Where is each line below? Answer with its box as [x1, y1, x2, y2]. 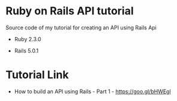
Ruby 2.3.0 [14, 35, 41, 42]
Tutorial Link [5, 68, 69, 82]
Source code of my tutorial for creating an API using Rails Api [5, 24, 157, 31]
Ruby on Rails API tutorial [5, 4, 134, 18]
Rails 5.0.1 [14, 47, 39, 54]
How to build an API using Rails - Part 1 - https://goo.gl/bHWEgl [14, 88, 172, 95]
